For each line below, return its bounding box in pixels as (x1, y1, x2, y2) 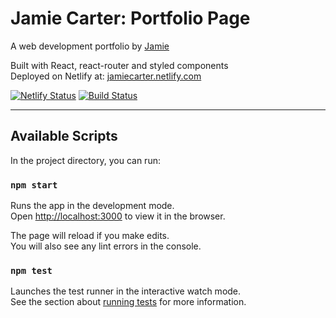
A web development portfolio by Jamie (10, 40, 170, 52)
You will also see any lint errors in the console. (10, 240, 202, 252)
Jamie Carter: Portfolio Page (10, 7, 251, 30)
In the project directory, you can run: (10, 154, 161, 166)
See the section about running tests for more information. (10, 296, 247, 308)
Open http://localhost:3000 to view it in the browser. (10, 210, 226, 222)
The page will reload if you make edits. (10, 230, 170, 242)
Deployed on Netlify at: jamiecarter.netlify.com (10, 70, 202, 82)
